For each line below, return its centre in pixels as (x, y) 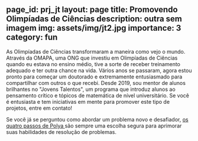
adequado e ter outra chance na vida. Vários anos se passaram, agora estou (99, 70)
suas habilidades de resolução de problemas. (61, 132)
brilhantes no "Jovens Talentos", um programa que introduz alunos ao (91, 89)
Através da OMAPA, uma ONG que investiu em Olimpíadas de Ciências (92, 58)
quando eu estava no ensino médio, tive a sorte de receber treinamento (93, 64)
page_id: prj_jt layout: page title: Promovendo (92, 10)
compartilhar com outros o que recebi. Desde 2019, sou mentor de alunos (96, 83)
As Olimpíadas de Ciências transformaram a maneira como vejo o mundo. (96, 51)
